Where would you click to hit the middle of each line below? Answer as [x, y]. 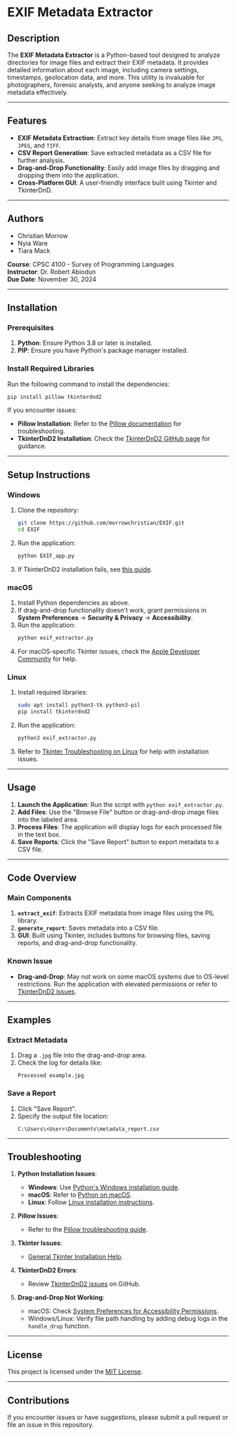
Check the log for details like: [60, 1063]
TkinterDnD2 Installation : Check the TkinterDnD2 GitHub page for [114, 439]
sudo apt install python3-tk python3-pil [79, 705]
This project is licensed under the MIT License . [75, 1372]
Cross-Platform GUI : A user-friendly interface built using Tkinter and [117, 183]
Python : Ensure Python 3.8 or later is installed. [85, 343]
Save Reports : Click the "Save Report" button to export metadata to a [118, 842]
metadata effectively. [38, 92]
